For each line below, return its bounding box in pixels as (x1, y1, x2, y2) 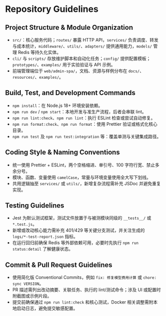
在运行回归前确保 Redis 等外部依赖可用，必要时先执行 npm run (12, 240, 139, 246)
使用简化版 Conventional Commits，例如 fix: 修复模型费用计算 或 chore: (12, 274, 157, 280)
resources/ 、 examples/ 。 (12, 74, 63, 80)
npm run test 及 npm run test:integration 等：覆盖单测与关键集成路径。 (12, 133, 162, 139)
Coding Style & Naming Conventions (5, 148, 120, 157)
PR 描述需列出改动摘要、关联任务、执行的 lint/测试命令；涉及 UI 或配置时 (12, 287, 161, 293)
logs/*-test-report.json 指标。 (12, 234, 78, 240)
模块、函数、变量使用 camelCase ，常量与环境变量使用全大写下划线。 (12, 174, 151, 180)
